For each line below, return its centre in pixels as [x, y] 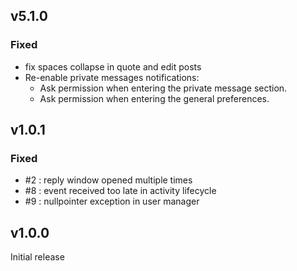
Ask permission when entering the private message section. [163, 88]
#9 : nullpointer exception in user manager [112, 201]
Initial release [37, 257]
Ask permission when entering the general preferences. [154, 98]
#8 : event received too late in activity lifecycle [120, 191]
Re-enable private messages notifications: [112, 77]
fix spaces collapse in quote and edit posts [113, 66]
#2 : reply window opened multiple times [108, 180]
